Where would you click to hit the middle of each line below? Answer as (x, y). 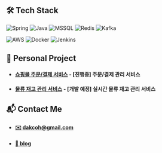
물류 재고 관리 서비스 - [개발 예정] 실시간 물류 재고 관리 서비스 (85, 89)
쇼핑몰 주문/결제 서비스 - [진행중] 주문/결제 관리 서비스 (77, 74)
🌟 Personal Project (41, 58)
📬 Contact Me (34, 109)
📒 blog (23, 143)
